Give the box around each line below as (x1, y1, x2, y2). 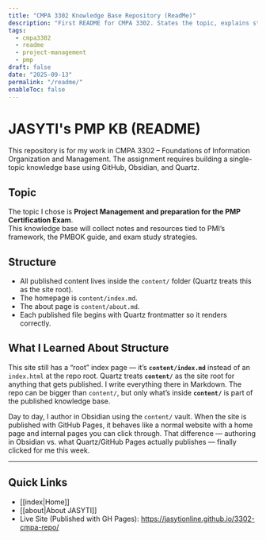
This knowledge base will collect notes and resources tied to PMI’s (8, 224, 226, 233)
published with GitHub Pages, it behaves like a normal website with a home (8, 420, 253, 430)
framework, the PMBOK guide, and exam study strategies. (8, 232, 198, 242)
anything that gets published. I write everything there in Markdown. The (8, 379, 242, 389)
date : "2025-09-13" (8, 71, 73, 79)
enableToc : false (8, 85, 66, 94)
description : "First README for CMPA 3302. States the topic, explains (8, 19, 249, 27)
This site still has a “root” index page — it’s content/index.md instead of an (8, 362, 251, 372)
